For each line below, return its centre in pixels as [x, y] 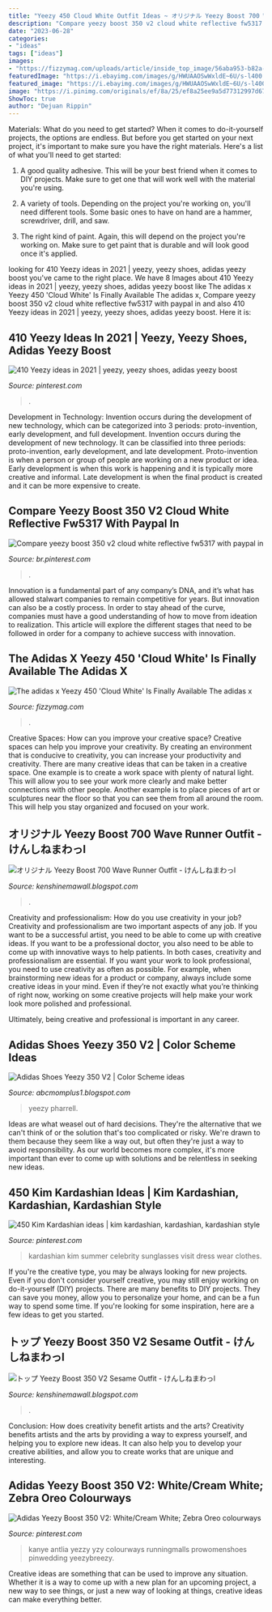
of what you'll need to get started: [65, 155]
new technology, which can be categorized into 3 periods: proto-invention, [133, 425]
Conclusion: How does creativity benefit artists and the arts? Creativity [126, 1426]
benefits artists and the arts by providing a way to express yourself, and [128, 1434]
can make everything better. [55, 1599]
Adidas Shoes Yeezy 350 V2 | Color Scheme [122, 1045]
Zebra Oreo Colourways [70, 1498]
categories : [28, 38]
